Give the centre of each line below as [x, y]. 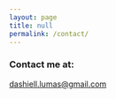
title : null [31, 26]
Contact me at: [42, 64]
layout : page [33, 17]
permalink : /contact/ [49, 34]
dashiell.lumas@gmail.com [58, 84]
